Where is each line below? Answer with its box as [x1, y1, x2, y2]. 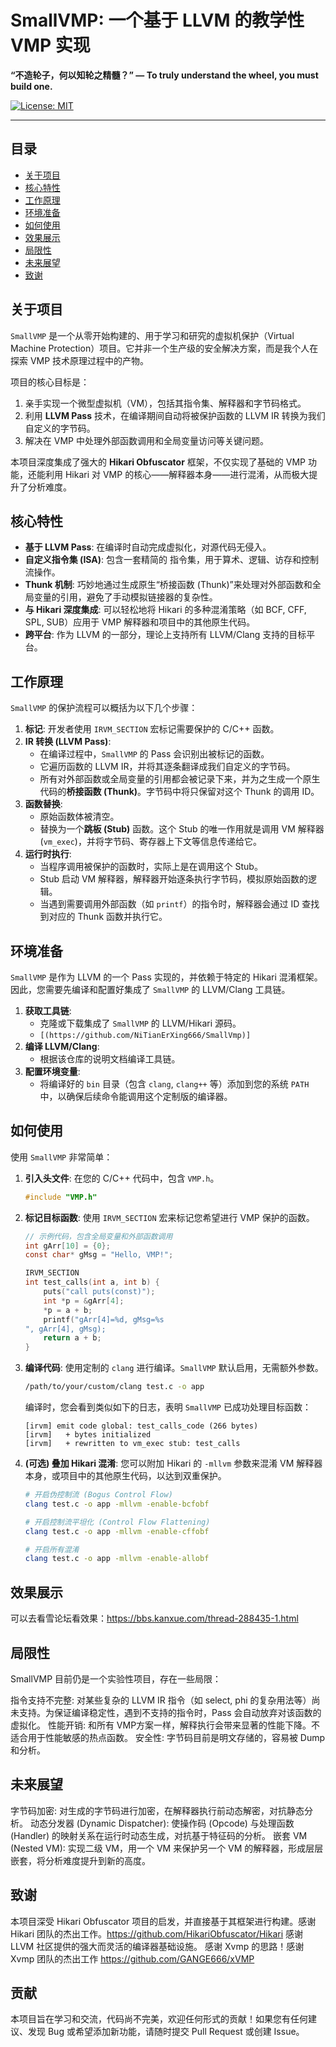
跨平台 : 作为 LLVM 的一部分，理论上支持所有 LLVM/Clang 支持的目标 [24, 629, 307, 641]
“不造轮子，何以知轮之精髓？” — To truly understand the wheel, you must [10, 69, 319, 81]
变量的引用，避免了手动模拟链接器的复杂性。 [33, 591, 218, 603]
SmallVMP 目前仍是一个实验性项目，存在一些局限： [10, 1672, 222, 1685]
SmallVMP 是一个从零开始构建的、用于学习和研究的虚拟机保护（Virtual [10, 329, 295, 341]
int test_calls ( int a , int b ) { [24, 1277, 160, 1288]
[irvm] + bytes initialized [24, 1430, 152, 1440]
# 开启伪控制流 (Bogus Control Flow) [24, 1490, 173, 1500]
